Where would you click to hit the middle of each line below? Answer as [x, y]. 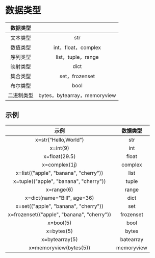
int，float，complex [77, 48]
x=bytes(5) [59, 231]
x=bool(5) [60, 223]
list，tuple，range [77, 57]
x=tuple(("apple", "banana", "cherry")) [59, 181]
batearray [132, 239]
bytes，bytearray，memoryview [77, 95]
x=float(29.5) [59, 156]
